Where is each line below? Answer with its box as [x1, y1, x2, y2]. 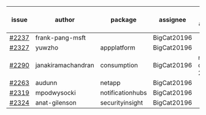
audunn [35, 79, 58, 87]
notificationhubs [100, 89, 147, 97]
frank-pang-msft [35, 34, 86, 42]
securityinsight [100, 98, 143, 106]
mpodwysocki [35, 89, 76, 97]
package [110, 15, 137, 24]
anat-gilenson [35, 98, 77, 106]
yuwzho [35, 43, 59, 51]
